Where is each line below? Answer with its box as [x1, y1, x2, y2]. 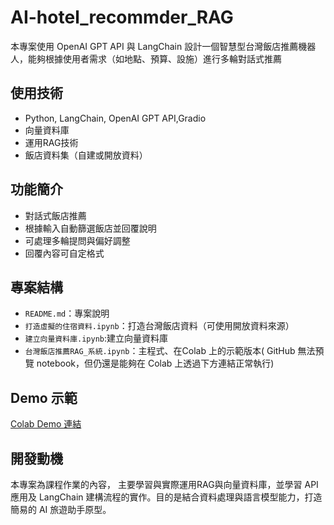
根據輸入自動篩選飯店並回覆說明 [24, 222, 157, 234]
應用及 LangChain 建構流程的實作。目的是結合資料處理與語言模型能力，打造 [10, 491, 323, 503]
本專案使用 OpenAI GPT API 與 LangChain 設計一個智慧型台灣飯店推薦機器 [10, 40, 317, 52]
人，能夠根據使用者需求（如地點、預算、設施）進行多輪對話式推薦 [10, 52, 282, 65]
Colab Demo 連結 [10, 418, 82, 430]
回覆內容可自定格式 [24, 247, 105, 259]
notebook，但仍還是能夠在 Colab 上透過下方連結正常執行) [36, 357, 275, 370]
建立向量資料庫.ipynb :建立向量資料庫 [24, 332, 169, 345]
